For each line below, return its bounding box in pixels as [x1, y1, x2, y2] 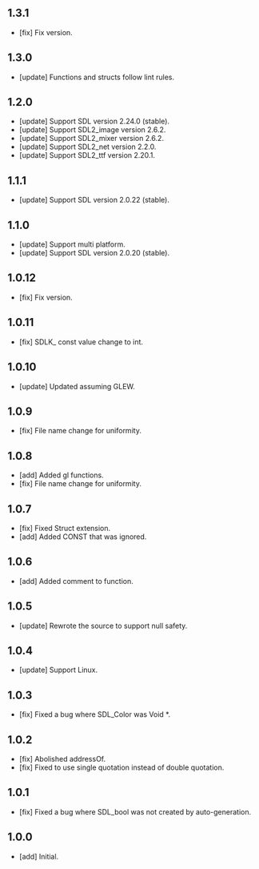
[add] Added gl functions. [18, 470, 105, 480]
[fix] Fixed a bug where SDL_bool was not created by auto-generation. [18, 807, 252, 816]
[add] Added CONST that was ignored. [18, 532, 147, 541]
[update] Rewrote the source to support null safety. [18, 621, 188, 630]
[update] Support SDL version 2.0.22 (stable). [18, 195, 169, 205]
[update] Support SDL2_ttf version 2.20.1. [18, 151, 155, 160]
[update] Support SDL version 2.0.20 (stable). [18, 248, 169, 258]
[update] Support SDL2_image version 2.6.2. [18, 125, 166, 135]
